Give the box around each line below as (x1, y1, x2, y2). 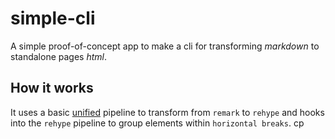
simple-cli (10, 7, 96, 30)
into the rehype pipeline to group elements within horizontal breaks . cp (10, 117, 305, 129)
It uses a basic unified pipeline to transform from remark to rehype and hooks (10, 106, 325, 118)
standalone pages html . (10, 50, 107, 62)
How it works (10, 80, 94, 97)
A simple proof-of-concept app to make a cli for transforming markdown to (10, 40, 320, 52)
